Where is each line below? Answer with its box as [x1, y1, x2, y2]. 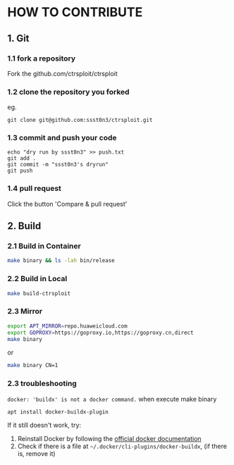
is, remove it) [17, 449, 56, 458]
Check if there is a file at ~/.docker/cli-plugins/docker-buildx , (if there [17, 442, 228, 450]
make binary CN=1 [7, 362, 58, 369]
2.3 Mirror [7, 306, 43, 316]
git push [7, 167, 33, 175]
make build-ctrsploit [7, 290, 71, 297]
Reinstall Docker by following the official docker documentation [17, 434, 202, 442]
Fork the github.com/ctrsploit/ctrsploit [7, 69, 118, 77]
